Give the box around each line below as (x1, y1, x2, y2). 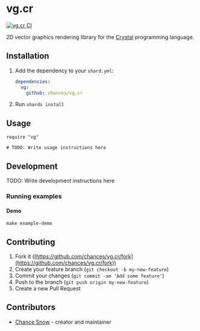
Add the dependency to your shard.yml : (14, 67, 114, 74)
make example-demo (6, 221, 52, 227)
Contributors (6, 302, 56, 312)
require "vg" (6, 134, 39, 140)
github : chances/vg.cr (26, 90, 83, 96)
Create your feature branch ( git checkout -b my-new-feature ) (14, 265, 169, 273)
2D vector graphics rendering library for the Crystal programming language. (6, 33, 195, 40)
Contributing (6, 237, 55, 247)
